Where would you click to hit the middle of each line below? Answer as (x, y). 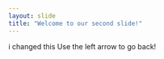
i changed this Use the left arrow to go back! (82, 46)
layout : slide (32, 16)
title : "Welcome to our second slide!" (76, 23)
